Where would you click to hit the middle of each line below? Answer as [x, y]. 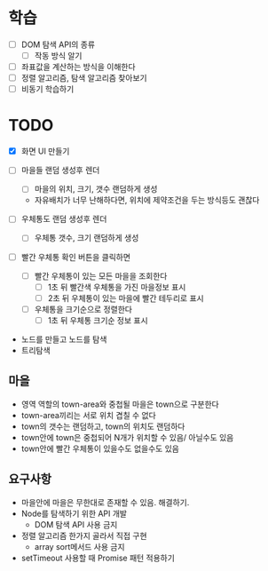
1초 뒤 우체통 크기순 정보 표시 [98, 320]
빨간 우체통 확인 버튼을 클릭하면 [75, 257]
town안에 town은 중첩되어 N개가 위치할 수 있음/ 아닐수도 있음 [127, 437]
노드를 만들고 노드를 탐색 [64, 339]
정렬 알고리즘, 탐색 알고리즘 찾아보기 [84, 78]
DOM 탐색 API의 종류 [58, 44]
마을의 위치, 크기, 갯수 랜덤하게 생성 [96, 189]
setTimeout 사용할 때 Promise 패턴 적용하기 [98, 558]
